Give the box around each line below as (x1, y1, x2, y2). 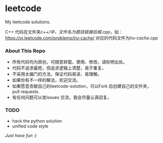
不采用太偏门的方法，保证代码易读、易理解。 (12, 71, 102, 77)
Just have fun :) (5, 132, 37, 138)
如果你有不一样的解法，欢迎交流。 (12, 77, 81, 83)
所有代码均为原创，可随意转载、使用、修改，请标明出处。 (12, 59, 127, 65)
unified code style (12, 123, 49, 129)
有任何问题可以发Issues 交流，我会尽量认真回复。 (12, 95, 112, 100)
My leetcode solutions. (5, 19, 51, 25)
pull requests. (12, 89, 40, 95)
